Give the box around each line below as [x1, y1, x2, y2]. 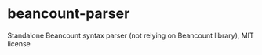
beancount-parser [7, 5, 130, 23]
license [7, 38, 31, 48]
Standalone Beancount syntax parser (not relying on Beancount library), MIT [7, 31, 254, 40]
